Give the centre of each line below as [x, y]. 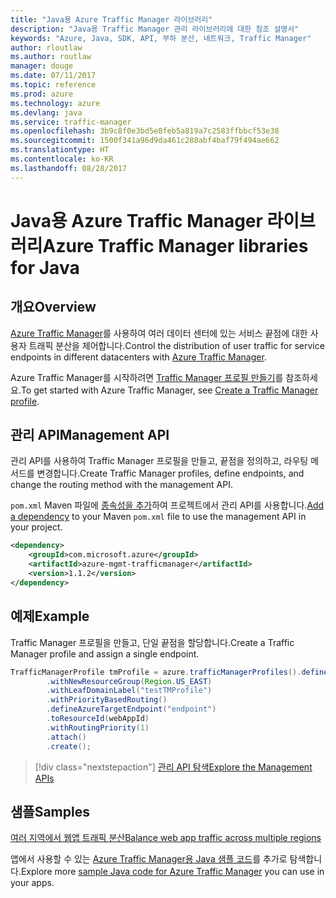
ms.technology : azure [55, 103]
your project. [36, 527]
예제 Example [50, 616]
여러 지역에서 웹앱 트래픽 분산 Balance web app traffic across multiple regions [166, 838]
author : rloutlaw [46, 47]
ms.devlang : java [46, 112]
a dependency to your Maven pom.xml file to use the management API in [158, 517]
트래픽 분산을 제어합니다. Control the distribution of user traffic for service [176, 345]
